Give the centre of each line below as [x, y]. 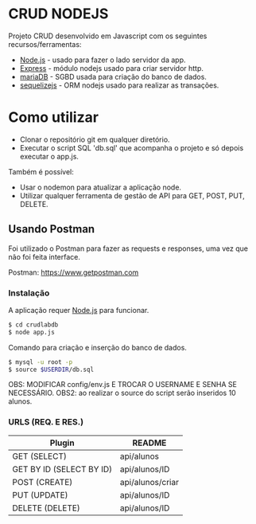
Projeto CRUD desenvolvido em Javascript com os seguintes [108, 36]
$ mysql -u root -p [41, 362]
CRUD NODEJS [58, 14]
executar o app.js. [49, 156]
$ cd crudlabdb [33, 325]
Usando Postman [52, 229]
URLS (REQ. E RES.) [46, 422]
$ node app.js [32, 332]
